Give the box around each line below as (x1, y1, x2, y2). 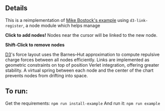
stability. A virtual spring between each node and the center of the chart (5, 67, 154, 73)
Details (5, 4, 27, 12)
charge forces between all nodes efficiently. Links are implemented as (5, 57, 150, 63)
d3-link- (129, 18, 148, 23)
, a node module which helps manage (23, 22, 100, 28)
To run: (5, 87, 28, 96)
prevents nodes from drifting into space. (5, 72, 88, 79)
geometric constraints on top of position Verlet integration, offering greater (5, 62, 159, 68)
